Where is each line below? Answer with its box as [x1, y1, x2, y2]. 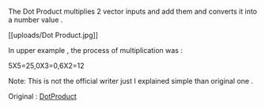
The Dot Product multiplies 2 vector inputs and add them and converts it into [8, 7, 258, 16]
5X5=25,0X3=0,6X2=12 [8, 61, 85, 70]
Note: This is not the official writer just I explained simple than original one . [8, 77, 254, 85]
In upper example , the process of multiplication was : [8, 46, 184, 54]
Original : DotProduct [8, 92, 77, 101]
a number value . [8, 15, 63, 24]
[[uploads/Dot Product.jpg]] [8, 31, 99, 39]
